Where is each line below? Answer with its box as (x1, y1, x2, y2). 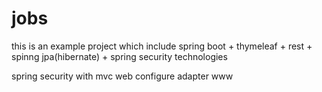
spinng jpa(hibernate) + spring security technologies (11, 50, 228, 62)
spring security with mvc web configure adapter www (11, 70, 234, 82)
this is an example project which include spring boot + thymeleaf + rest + (11, 40, 313, 52)
